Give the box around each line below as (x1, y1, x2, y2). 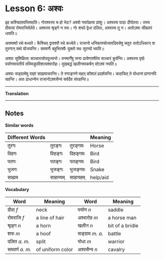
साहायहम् (69, 174, 85, 181)
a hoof (36, 230, 51, 237)
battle (108, 230, 121, 237)
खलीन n (78, 222, 93, 229)
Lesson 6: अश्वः (5, 3, 63, 14)
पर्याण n (78, 206, 91, 213)
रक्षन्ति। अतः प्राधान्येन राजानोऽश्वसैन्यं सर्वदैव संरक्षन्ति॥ (5, 76, 89, 82)
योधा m (78, 238, 91, 245)
